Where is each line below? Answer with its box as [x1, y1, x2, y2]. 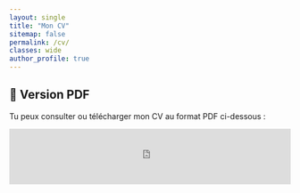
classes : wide [9, 46, 62, 55]
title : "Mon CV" [9, 21, 70, 30]
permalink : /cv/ [9, 37, 70, 47]
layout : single [9, 12, 66, 22]
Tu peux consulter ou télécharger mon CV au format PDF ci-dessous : [9, 110, 266, 121]
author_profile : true [9, 54, 90, 63]
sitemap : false [9, 29, 66, 38]
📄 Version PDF [9, 87, 90, 102]
